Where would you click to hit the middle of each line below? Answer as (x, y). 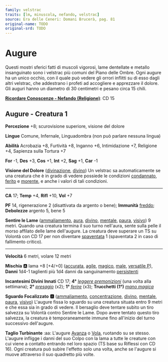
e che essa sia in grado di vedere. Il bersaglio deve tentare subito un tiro (79, 307)
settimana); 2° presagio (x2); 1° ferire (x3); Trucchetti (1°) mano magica (79, 286)
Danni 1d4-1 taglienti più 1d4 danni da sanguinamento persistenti (72, 271)
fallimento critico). (24, 242)
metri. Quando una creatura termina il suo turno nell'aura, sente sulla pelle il (83, 225)
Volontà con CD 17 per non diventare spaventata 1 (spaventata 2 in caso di (82, 236)
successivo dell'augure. (29, 323)
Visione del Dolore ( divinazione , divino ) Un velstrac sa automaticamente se (83, 170)
